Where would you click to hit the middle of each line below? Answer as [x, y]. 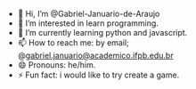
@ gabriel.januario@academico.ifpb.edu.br [95, 55]
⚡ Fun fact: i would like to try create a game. [98, 75]
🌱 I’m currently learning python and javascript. [102, 32]
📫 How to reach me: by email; [73, 43]
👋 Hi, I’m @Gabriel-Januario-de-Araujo [89, 14]
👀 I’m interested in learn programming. [88, 23]
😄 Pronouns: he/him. [57, 65]
